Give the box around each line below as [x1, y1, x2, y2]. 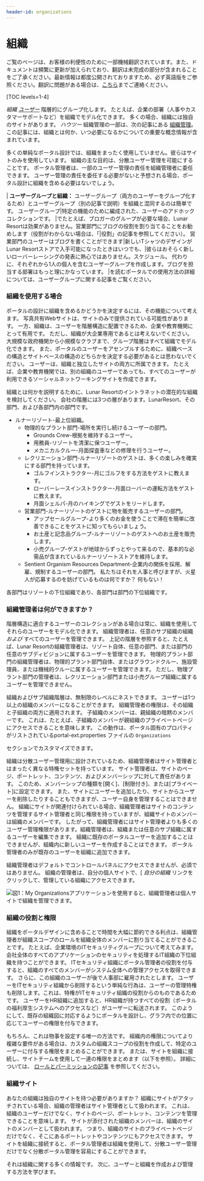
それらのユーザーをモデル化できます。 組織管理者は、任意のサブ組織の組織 [6, 628, 194, 635]
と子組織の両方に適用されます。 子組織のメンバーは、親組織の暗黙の [6, 709, 178, 716]
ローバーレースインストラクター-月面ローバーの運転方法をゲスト [33, 484, 195, 492]
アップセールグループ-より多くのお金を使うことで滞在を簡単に [33, 515, 190, 522]
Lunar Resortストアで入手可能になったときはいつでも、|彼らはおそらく [6, 245, 184, 252]
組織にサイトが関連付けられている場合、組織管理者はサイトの [18, 803, 173, 810]
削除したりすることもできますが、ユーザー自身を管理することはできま [16, 796, 192, 803]
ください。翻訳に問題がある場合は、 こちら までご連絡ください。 [11, 81, 171, 88]
